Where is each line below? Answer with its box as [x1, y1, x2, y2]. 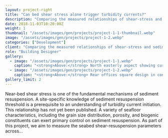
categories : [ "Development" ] [5, 40, 66, 45]
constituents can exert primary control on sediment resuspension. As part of [5, 117, 162, 123]
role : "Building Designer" [5, 49, 61, 54]
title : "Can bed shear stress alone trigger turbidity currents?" [5, 12, 146, 17]
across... [5, 128, 23, 134]
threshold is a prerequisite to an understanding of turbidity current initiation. [5, 101, 161, 107]
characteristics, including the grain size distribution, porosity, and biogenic [5, 112, 159, 118]
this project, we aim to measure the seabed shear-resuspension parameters [5, 122, 161, 128]
